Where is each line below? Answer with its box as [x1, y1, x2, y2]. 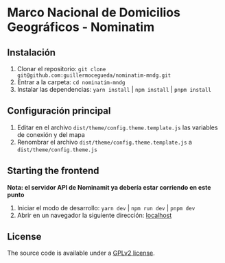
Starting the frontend [7, 165, 99, 177]
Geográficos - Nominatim [7, 19, 155, 35]
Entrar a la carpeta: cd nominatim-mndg [16, 78, 126, 86]
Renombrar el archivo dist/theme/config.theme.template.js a [16, 138, 192, 146]
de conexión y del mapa [16, 130, 86, 138]
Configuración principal [7, 105, 111, 117]
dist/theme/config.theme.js [16, 146, 97, 153]
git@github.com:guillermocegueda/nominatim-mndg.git [16, 72, 171, 79]
